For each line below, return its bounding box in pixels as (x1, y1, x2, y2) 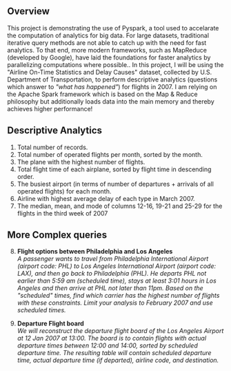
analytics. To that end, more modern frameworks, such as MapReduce (7, 46, 207, 54)
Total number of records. (17, 143, 88, 151)
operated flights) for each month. (17, 187, 112, 196)
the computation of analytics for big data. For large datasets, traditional (7, 31, 209, 39)
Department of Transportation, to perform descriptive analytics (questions (7, 75, 218, 84)
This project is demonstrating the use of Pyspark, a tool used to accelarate (7, 23, 219, 32)
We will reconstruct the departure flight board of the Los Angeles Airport (17, 327, 224, 335)
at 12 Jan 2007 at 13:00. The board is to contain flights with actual (17, 334, 207, 343)
